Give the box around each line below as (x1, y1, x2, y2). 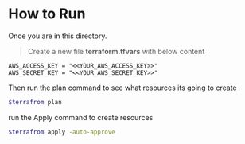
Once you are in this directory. (8, 31, 107, 41)
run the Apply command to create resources (8, 112, 154, 122)
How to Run (8, 5, 86, 23)
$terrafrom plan (8, 98, 62, 106)
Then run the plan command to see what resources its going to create (8, 83, 237, 92)
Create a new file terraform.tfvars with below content (27, 46, 205, 56)
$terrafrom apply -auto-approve (8, 128, 115, 136)
